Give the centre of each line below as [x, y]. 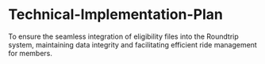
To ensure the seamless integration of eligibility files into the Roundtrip [124, 36]
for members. [31, 53]
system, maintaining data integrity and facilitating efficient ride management [133, 44]
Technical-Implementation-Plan [116, 15]
